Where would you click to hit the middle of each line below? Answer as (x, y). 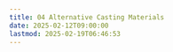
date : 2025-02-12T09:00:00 (59, 26)
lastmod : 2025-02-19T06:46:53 (65, 33)
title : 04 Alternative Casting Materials (87, 17)
